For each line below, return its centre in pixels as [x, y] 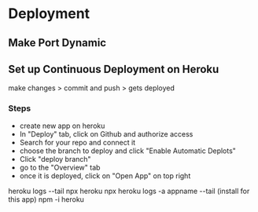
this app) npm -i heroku [46, 199]
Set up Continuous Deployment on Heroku [114, 69]
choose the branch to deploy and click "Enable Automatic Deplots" [127, 151]
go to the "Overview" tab [60, 167]
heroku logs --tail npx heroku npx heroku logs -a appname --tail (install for [129, 191]
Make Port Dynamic [57, 43]
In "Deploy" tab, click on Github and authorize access [106, 133]
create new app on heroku [62, 126]
